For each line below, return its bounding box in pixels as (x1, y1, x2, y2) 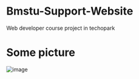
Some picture (6, 46, 76, 60)
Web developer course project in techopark (6, 24, 115, 32)
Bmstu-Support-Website (6, 4, 134, 18)
